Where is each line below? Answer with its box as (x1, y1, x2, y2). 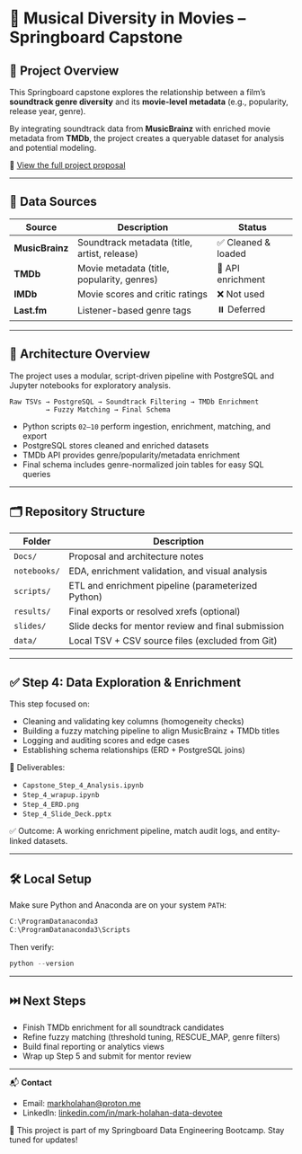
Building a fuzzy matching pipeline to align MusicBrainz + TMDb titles (22, 725, 280, 736)
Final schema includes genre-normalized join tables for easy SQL (22, 458, 264, 470)
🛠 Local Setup (9, 871, 93, 886)
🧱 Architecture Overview (9, 346, 151, 362)
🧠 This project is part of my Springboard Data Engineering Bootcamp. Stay (9, 1124, 285, 1135)
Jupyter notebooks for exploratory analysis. (9, 379, 172, 390)
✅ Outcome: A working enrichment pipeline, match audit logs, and (9, 826, 254, 837)
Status (237, 220, 267, 233)
